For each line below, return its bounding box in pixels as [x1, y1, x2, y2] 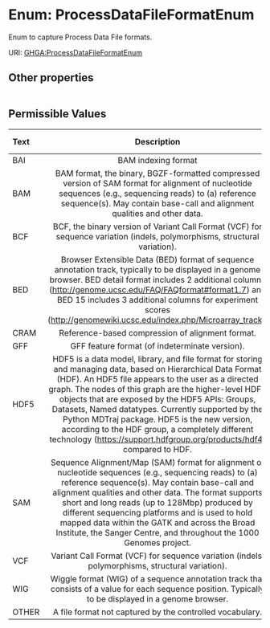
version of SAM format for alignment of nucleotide [63, 177, 252, 189]
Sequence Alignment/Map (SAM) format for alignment [51, 456, 255, 467]
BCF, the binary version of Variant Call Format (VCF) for [52, 221, 263, 232]
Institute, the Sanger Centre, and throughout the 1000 [55, 527, 260, 538]
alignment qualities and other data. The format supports [51, 487, 263, 498]
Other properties [8, 71, 94, 85]
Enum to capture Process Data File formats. [8, 32, 153, 42]
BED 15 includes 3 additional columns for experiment [57, 294, 259, 305]
